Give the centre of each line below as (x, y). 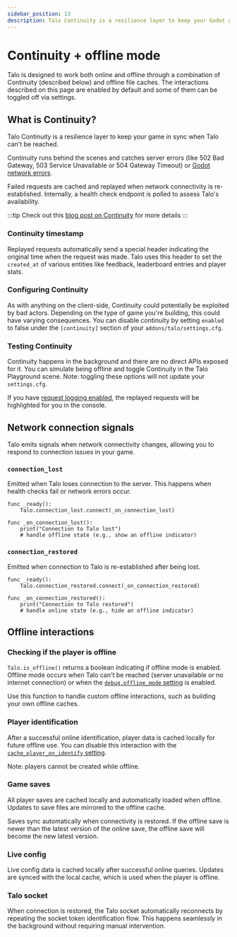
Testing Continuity (40, 346)
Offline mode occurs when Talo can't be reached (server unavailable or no (115, 675)
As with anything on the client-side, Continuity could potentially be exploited (118, 305)
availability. (24, 201)
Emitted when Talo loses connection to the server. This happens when (109, 484)
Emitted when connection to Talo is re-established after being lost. (104, 567)
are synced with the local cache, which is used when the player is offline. (114, 878)
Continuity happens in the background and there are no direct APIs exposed (118, 362)
